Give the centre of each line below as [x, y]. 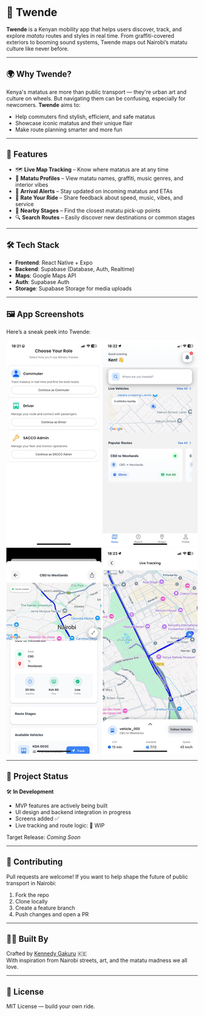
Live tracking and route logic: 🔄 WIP [60, 825]
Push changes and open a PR [52, 914]
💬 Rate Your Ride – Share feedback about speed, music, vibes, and [99, 198]
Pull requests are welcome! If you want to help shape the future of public [97, 876]
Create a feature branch [45, 908]
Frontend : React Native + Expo [54, 263]
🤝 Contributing [35, 862]
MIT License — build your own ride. [51, 1006]
